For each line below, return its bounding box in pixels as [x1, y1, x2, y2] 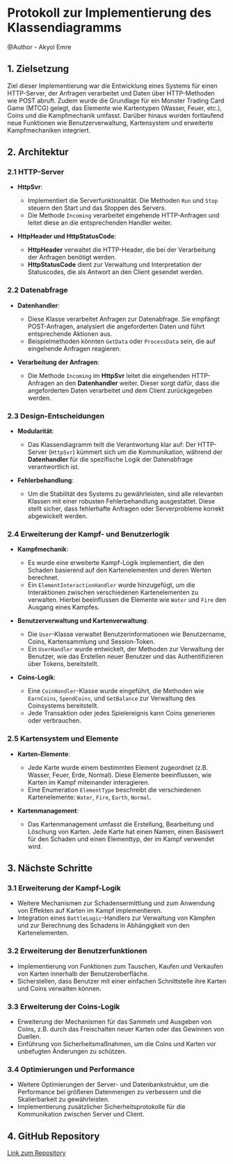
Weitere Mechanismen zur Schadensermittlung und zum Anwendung [17, 899, 216, 907]
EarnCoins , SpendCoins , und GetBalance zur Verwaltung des [27, 694, 196, 702]
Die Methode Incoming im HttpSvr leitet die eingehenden [27, 371, 190, 379]
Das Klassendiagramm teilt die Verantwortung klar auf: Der [27, 441, 196, 449]
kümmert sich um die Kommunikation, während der [76, 448, 223, 456]
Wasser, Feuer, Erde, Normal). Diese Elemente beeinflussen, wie [27, 771, 212, 779]
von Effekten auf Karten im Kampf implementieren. [17, 907, 163, 915]
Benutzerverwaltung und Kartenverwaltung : [17, 617, 149, 625]
